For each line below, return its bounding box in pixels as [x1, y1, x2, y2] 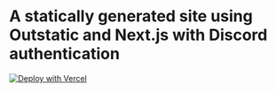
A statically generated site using [9, 6, 253, 27]
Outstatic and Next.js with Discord [9, 25, 268, 45]
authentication [9, 44, 120, 64]
